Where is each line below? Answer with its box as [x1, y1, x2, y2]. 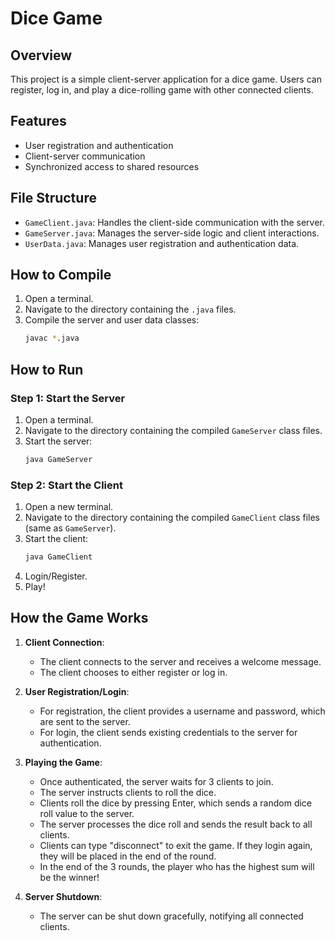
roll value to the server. [39, 807, 135, 819]
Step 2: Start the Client [10, 478, 123, 492]
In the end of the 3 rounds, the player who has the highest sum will [39, 860, 315, 872]
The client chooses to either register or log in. [39, 666, 228, 678]
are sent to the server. [39, 715, 131, 727]
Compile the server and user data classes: [24, 314, 200, 326]
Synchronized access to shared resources [24, 160, 200, 172]
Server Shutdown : [24, 890, 103, 902]
